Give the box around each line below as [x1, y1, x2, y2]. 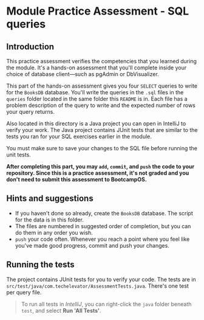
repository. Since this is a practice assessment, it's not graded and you [6, 169, 189, 176]
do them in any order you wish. [15, 229, 93, 236]
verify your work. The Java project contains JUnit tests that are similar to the [6, 127, 198, 133]
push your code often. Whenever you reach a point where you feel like [15, 235, 190, 243]
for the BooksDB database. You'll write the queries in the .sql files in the [6, 89, 184, 96]
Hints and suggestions [6, 193, 93, 204]
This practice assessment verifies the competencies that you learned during [6, 58, 197, 64]
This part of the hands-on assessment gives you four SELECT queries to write [6, 82, 198, 89]
